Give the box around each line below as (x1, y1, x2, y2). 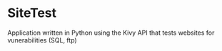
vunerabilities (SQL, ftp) (7, 35, 77, 44)
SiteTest (7, 5, 57, 21)
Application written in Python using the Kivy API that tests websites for (7, 28, 215, 37)
